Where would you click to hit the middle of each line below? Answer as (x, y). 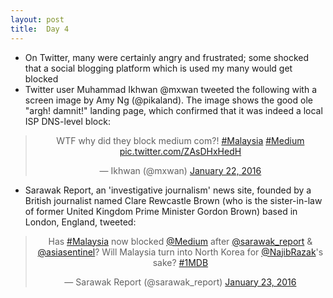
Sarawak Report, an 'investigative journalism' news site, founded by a (168, 190)
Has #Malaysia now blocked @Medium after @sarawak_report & (180, 241)
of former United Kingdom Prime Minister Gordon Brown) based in (161, 211)
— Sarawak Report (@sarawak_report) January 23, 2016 (180, 282)
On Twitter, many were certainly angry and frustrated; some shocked (166, 57)
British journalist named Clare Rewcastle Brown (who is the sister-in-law (173, 200)
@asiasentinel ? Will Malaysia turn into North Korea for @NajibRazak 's (180, 252)
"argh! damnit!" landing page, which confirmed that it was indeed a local (173, 110)
